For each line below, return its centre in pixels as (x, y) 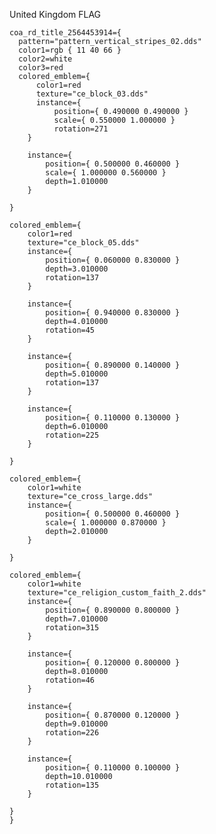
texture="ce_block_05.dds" (83, 243)
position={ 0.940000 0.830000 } (113, 313)
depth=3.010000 (77, 269)
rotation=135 (72, 785)
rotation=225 (72, 435)
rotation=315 (72, 628)
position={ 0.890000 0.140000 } (113, 365)
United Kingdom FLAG (55, 14)
